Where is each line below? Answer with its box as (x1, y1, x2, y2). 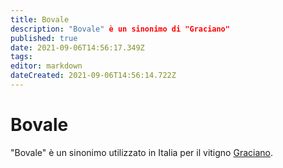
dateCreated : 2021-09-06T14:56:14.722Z (10, 71, 177, 81)
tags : (10, 52, 33, 62)
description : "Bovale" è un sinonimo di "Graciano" (10, 24, 230, 34)
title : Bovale (10, 14, 70, 25)
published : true (10, 33, 78, 43)
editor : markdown (10, 61, 83, 71)
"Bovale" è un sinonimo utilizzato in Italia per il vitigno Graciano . (10, 146, 273, 158)
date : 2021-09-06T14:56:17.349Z (10, 42, 145, 53)
